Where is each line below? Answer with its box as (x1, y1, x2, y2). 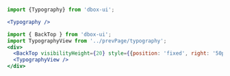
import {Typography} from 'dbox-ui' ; (7, 6, 115, 13)
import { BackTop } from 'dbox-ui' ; (7, 31, 112, 38)
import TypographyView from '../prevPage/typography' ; (7, 37, 167, 45)
